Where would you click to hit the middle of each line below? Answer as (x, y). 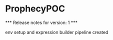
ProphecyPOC (35, 9)
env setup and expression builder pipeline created (57, 32)
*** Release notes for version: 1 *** (41, 22)
